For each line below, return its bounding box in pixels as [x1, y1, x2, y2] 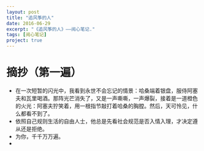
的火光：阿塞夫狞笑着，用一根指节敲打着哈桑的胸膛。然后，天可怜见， [15, 102, 193, 109]
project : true [6, 37, 43, 43]
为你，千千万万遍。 [15, 133, 64, 140]
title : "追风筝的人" [6, 15, 54, 21]
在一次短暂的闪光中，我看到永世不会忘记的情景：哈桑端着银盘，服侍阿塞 [15, 87, 198, 94]
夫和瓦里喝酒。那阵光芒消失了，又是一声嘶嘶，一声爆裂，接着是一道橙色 [15, 94, 198, 101]
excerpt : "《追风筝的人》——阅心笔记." [6, 26, 96, 32]
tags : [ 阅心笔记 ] [6, 32, 47, 38]
